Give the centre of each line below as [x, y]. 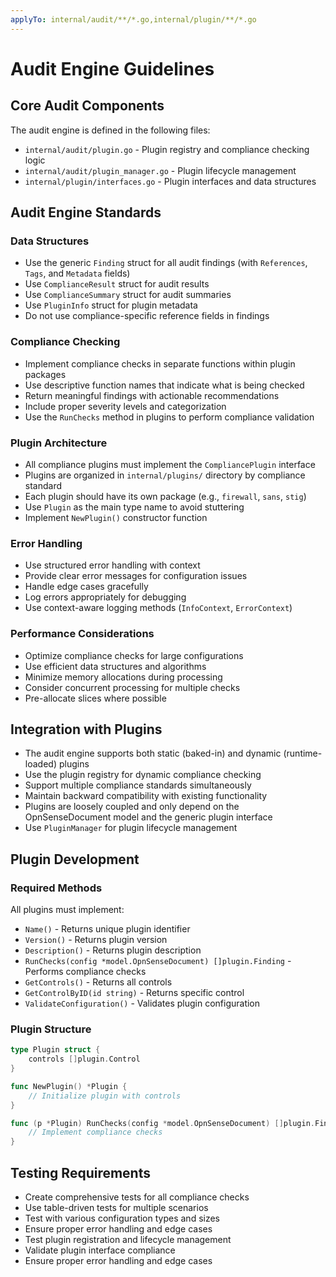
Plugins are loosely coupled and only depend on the [132, 807]
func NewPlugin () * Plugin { [69, 1086]
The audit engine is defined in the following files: [110, 130]
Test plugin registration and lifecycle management [128, 1239]
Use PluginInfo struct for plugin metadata [111, 305]
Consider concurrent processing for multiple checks [132, 687]
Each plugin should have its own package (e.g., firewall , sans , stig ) [165, 496]
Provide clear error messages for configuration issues [136, 576]
